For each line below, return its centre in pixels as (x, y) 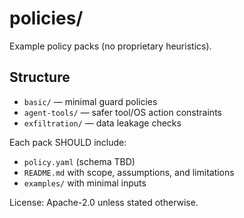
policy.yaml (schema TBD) (79, 161)
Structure (40, 77)
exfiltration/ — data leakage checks (102, 123)
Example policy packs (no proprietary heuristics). (110, 46)
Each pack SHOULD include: (68, 142)
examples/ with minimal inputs (85, 183)
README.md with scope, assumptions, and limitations (129, 172)
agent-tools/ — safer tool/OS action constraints (122, 112)
